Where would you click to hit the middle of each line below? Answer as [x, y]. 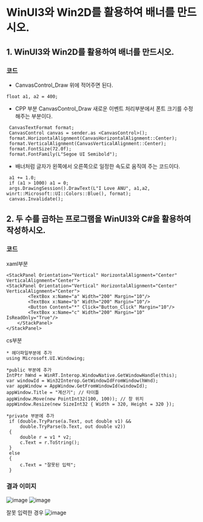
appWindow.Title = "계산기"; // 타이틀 [53, 392]
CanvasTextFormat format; [42, 127]
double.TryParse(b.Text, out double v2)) [73, 426]
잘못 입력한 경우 [25, 512]
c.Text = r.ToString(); [50, 442]
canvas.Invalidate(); [36, 199]
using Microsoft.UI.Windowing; [46, 358]
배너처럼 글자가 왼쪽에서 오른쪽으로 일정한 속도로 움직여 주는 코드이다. [98, 166]
